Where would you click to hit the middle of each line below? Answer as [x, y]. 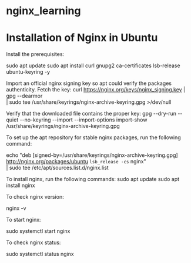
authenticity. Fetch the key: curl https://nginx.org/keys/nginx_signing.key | [96, 90]
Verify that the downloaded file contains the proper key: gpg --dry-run [91, 114]
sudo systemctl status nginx [40, 254]
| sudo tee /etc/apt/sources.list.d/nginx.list [57, 168]
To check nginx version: [35, 197]
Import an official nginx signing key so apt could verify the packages [89, 83]
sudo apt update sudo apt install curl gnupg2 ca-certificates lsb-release [93, 65]
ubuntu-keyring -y [28, 72]
